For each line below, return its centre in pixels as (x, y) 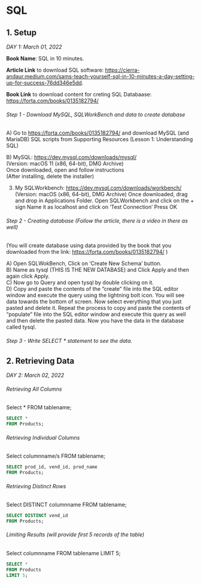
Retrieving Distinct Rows (36, 486)
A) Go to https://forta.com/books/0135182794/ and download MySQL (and (98, 133)
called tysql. (21, 327)
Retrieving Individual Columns (43, 437)
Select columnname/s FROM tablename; (56, 456)
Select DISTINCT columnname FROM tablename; (66, 505)
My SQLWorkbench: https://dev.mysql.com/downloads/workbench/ (98, 188)
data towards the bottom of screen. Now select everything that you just (94, 302)
